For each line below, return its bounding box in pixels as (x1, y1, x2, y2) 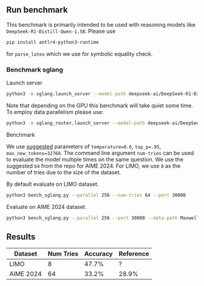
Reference (118, 250, 150, 258)
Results (6, 231, 36, 242)
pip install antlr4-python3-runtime (6, 39, 99, 45)
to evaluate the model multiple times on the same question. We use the (6, 155, 184, 163)
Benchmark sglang (6, 65, 64, 73)
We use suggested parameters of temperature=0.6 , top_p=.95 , (6, 143, 161, 150)
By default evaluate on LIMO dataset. (6, 180, 99, 188)
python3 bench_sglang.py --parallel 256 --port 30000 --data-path (6, 215, 178, 221)
